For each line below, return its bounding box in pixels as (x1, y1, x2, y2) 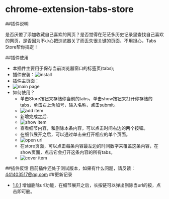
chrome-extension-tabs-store (5, 4, 134, 15)
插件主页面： (12, 78, 39, 84)
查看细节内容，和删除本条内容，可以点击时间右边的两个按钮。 (20, 125, 148, 131)
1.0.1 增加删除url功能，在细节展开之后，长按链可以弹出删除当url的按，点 (12, 182, 161, 188)
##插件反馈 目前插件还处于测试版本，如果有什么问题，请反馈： (5, 165, 136, 171)
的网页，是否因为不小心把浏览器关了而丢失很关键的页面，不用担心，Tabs (5, 38, 156, 44)
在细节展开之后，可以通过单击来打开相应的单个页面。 (20, 131, 131, 137)
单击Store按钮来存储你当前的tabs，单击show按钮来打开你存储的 (20, 95, 153, 101)
